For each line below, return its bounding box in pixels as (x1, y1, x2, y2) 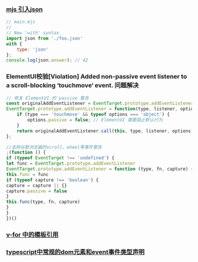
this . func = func (6, 171, 49, 178)
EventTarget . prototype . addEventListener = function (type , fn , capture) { (6, 166, 194, 172)
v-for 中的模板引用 (6, 230, 59, 238)
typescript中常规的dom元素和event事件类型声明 (6, 248, 145, 256)
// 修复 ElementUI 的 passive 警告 (6, 95, 90, 101)
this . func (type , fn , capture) (6, 199, 81, 205)
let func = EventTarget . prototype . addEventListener (6, 161, 136, 166)
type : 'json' (16, 46, 49, 53)
